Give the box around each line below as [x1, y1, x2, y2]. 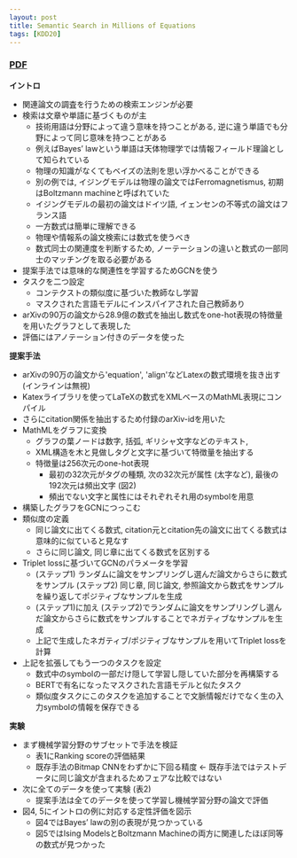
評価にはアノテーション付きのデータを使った [21, 331, 185, 342]
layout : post [9, 12, 58, 22]
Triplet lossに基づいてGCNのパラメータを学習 [21, 558, 189, 568]
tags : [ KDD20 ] [9, 29, 62, 38]
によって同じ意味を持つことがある [43, 132, 168, 143]
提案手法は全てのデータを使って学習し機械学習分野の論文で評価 [35, 794, 269, 805]
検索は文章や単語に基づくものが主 [21, 110, 147, 121]
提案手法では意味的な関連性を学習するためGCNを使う [21, 265, 219, 276]
